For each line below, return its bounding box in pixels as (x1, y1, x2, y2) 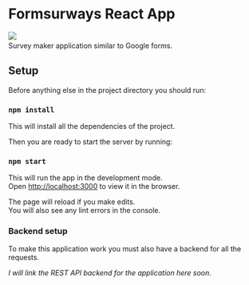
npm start (8, 157, 46, 166)
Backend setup (8, 226, 68, 237)
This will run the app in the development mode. (8, 173, 164, 183)
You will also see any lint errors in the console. (8, 206, 161, 215)
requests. (8, 252, 40, 262)
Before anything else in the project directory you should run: (8, 85, 206, 94)
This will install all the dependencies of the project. (8, 122, 176, 131)
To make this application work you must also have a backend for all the (8, 243, 242, 253)
